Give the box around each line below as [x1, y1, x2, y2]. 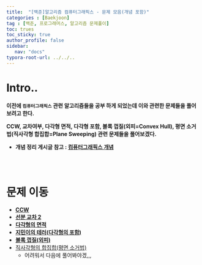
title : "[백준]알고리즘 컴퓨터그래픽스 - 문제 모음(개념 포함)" [6, 9, 149, 15]
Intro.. [6, 81, 39, 95]
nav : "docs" [14, 49, 45, 55]
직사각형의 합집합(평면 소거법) [15, 244, 87, 251]
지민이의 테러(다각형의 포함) [15, 228, 81, 236]
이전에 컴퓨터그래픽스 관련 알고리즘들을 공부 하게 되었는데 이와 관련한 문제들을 [6, 102, 185, 109]
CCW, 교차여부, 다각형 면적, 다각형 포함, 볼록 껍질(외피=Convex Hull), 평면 [6, 122, 185, 130]
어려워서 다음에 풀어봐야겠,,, [24, 252, 92, 259]
